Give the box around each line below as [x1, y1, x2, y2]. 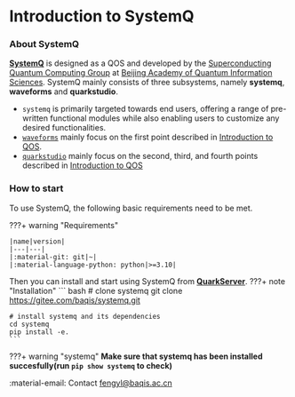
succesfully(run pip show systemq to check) [9, 360, 173, 370]
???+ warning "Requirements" [9, 219, 118, 230]
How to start [9, 182, 64, 195]
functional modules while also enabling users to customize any [50, 113, 280, 123]
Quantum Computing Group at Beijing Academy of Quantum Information [9, 67, 273, 78]
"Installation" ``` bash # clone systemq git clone [9, 285, 183, 296]
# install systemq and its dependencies [9, 312, 162, 321]
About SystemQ [9, 38, 80, 51]
